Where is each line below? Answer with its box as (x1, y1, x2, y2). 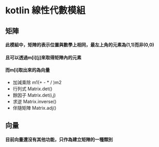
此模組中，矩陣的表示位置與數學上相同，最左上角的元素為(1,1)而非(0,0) (5, 42, 154, 48)
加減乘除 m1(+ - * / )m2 (12, 79, 62, 85)
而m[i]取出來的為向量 (5, 67, 50, 73)
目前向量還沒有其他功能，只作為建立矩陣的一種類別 (5, 136, 113, 142)
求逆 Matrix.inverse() (12, 98, 57, 105)
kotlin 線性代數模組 (5, 5, 86, 16)
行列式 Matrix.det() (12, 85, 53, 92)
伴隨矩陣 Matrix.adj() (12, 105, 57, 111)
